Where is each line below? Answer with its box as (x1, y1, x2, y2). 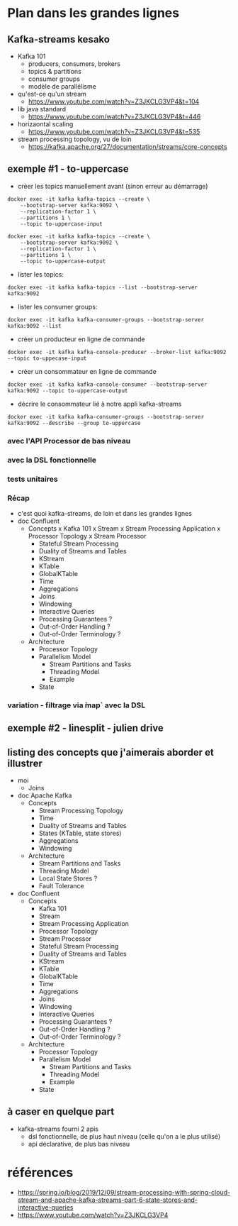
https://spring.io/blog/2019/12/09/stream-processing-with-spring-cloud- (17, 1188, 231, 1196)
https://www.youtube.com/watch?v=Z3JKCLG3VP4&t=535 (28, 128, 200, 136)
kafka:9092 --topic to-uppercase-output (7, 387, 129, 394)
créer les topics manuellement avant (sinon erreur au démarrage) (17, 182, 208, 190)
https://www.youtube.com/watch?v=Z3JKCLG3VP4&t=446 (28, 112, 201, 121)
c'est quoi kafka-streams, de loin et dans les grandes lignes (17, 509, 193, 517)
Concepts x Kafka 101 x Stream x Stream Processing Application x (28, 524, 221, 533)
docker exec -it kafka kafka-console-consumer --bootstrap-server (7, 381, 208, 388)
